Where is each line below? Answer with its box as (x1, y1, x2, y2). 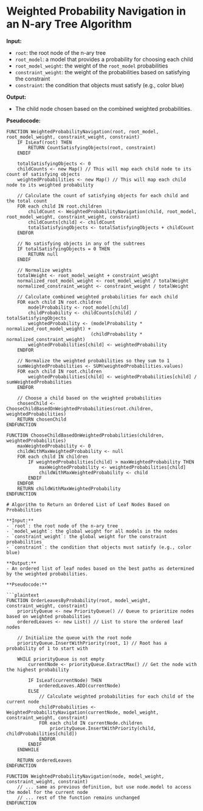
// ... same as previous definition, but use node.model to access (17, 784, 191, 790)
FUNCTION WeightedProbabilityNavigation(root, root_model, (6, 128, 159, 135)
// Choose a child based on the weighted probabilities (17, 395, 162, 401)
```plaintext (6, 592, 40, 598)
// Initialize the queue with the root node (17, 634, 132, 641)
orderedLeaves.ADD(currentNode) (38, 683, 121, 689)
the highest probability (6, 667, 69, 673)
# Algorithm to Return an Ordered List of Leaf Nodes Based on (6, 501, 170, 508)
